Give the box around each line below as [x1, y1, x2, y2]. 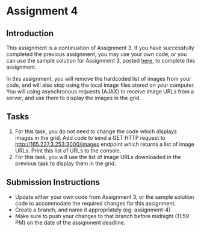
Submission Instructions [6, 177, 100, 187]
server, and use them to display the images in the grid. [6, 95, 141, 101]
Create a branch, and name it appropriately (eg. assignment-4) [14, 206, 171, 213]
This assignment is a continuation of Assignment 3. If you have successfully [6, 44, 194, 51]
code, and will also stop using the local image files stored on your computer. [6, 81, 196, 89]
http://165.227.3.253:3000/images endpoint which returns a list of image [14, 140, 194, 148]
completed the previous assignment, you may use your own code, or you [6, 51, 187, 58]
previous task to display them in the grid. [14, 160, 116, 167]
